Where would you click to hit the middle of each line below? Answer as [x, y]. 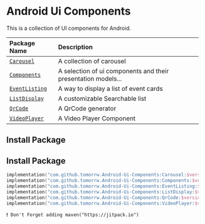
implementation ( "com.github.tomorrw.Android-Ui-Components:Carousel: [97, 175]
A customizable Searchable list [102, 98]
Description [75, 47]
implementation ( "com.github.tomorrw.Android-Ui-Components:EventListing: [102, 186]
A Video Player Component [97, 118]
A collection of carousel [92, 61]
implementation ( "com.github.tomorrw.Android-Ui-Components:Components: [99, 181]
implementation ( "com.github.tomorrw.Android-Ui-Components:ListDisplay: [101, 192]
